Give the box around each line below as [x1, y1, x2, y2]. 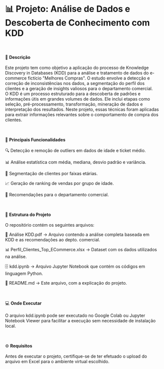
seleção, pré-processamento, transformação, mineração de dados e [5, 101, 143, 107]
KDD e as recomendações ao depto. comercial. [5, 237, 100, 242]
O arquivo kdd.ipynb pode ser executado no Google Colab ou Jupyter [5, 312, 145, 318]
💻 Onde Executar [5, 300, 42, 306]
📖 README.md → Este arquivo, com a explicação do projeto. [5, 280, 127, 286]
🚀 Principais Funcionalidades [5, 136, 66, 142]
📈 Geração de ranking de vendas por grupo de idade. [5, 180, 114, 186]
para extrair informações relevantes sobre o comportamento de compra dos [5, 111, 159, 117]
